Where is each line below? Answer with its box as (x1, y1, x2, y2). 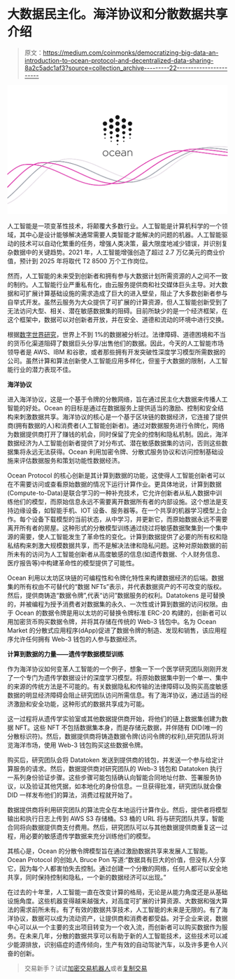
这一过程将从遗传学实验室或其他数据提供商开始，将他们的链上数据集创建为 (7, 714, 222, 723)
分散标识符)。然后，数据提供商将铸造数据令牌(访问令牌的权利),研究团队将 (7, 732, 218, 740)
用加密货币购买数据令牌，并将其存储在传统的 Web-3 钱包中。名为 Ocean (7, 617, 217, 625)
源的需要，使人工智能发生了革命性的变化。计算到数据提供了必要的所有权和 (7, 532, 222, 541)
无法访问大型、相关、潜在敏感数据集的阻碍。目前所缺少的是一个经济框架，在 (7, 306, 228, 315)
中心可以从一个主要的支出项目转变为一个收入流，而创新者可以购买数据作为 (7, 922, 222, 931)
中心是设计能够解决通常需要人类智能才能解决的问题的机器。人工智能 (25, 230, 222, 239)
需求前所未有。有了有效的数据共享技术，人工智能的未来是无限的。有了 (19, 905, 222, 914)
